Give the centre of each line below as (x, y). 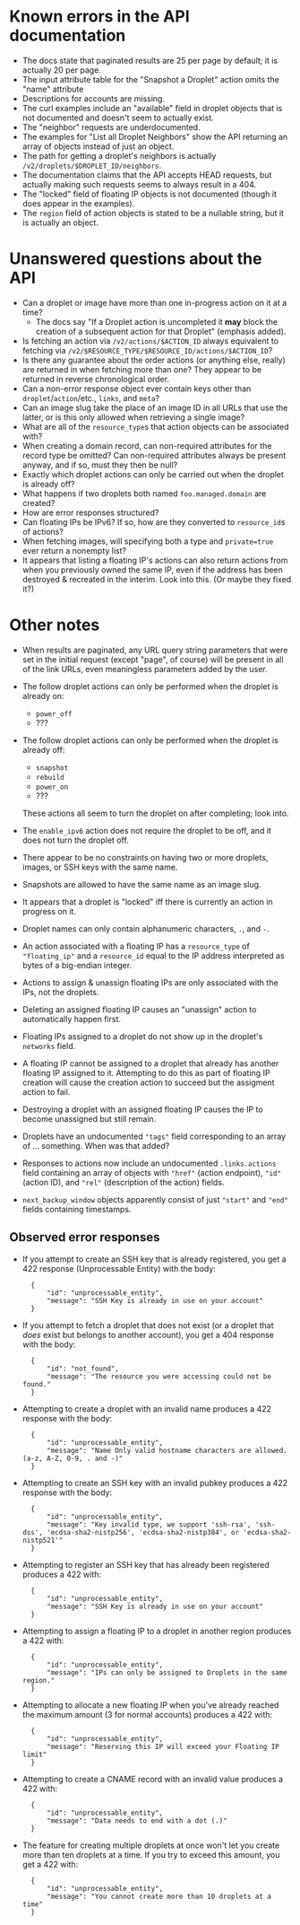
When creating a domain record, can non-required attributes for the (147, 445)
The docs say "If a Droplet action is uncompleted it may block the (157, 321)
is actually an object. (60, 223)
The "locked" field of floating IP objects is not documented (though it (150, 194)
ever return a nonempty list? (74, 550)
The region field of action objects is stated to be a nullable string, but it (153, 213)
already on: (43, 696)
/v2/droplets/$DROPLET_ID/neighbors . (92, 165)
